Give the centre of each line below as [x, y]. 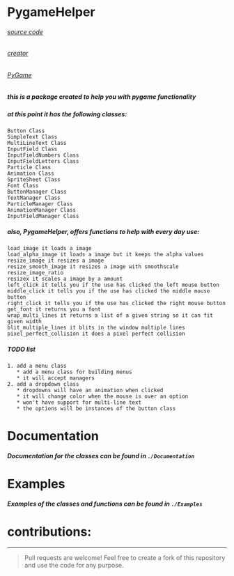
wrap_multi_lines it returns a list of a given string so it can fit [110, 316]
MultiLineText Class [37, 143]
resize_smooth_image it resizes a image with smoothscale [93, 267]
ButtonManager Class [37, 192]
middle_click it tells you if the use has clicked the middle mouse [109, 291]
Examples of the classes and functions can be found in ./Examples [105, 504]
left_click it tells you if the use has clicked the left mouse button [113, 285]
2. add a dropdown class [43, 384]
